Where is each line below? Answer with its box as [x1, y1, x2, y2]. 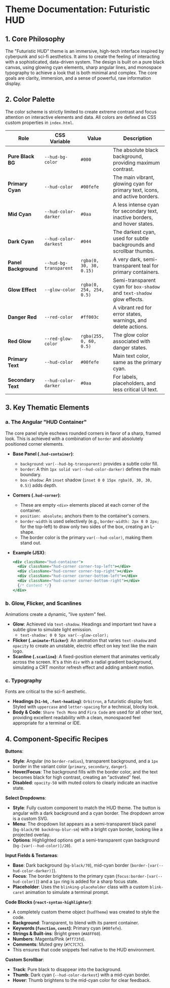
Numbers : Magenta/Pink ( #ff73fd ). [12, 936, 86, 942]
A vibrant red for [113, 304, 152, 311]
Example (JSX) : [12, 549, 46, 555]
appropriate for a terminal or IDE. [12, 720, 81, 726]
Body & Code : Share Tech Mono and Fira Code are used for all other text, [12, 709, 163, 715]
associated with [113, 337, 151, 345]
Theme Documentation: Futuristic [5, 4, 150, 15]
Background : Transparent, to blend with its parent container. [12, 920, 139, 926]
